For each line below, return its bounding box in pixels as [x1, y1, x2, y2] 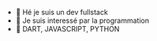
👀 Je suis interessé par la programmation [15, 16, 150, 25]
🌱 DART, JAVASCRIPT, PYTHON [15, 24, 120, 33]
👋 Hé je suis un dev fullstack [15, 8, 108, 17]
